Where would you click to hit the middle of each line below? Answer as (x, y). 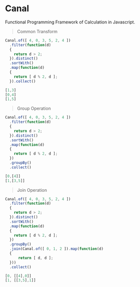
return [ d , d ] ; (36, 258)
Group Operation (34, 108)
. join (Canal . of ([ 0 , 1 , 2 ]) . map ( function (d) (57, 249)
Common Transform (37, 31)
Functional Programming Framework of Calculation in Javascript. (70, 22)
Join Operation (32, 190)
